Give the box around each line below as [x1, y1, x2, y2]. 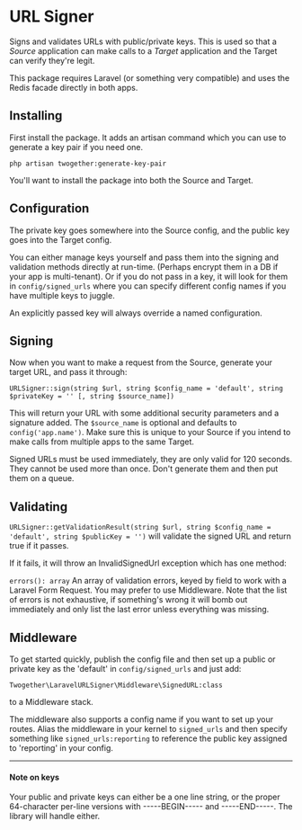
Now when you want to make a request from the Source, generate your [9, 357, 272, 368]
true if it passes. [9, 540, 69, 551]
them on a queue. [9, 473, 75, 484]
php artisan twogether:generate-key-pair [9, 159, 167, 168]
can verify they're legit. [9, 55, 95, 66]
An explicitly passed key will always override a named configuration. [9, 308, 262, 318]
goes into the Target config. [9, 234, 112, 245]
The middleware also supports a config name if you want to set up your [9, 714, 274, 725]
